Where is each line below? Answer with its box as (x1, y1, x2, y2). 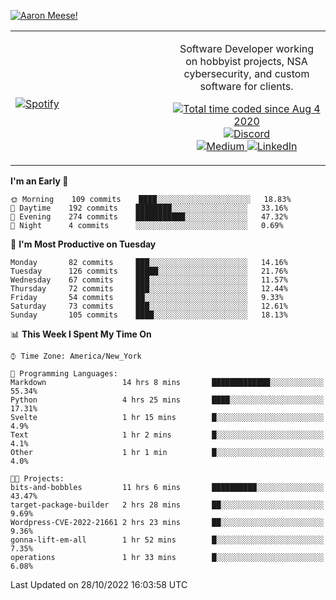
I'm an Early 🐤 (10, 175, 69, 187)
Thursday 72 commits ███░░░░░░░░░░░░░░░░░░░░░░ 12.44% (10, 284, 288, 294)
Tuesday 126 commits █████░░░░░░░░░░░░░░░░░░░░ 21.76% (10, 266, 288, 276)
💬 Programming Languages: (10, 369, 118, 379)
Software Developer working (179, 42, 315, 55)
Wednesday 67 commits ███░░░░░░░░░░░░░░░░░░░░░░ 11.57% (10, 275, 288, 285)
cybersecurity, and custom (183, 67, 310, 80)
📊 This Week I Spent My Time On (10, 328, 152, 340)
